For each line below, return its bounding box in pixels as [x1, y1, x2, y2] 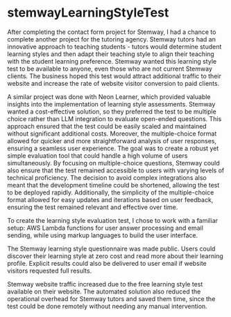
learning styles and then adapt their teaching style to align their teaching [7, 50, 215, 58]
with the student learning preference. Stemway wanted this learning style [7, 57, 217, 65]
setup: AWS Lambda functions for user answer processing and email [7, 224, 203, 232]
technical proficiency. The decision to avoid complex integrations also [7, 173, 207, 181]
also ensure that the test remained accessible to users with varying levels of [7, 166, 225, 174]
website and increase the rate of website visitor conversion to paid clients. [7, 79, 220, 87]
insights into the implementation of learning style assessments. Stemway [7, 100, 216, 108]
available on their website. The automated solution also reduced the [7, 287, 201, 296]
